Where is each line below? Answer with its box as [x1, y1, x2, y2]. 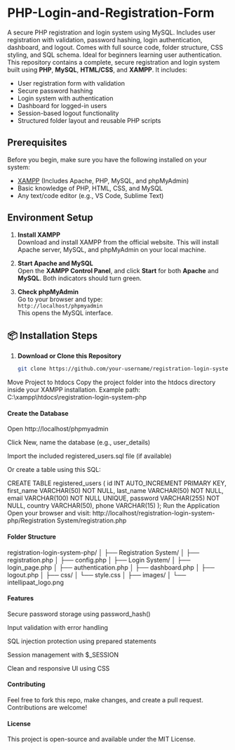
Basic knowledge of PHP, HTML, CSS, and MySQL [17, 184, 163, 192]
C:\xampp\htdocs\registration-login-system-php [7, 393, 147, 402]
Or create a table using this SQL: [7, 466, 102, 474]
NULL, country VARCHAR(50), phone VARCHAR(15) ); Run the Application [7, 501, 220, 510]
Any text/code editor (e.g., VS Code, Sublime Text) [17, 191, 164, 199]
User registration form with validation [17, 79, 125, 87]
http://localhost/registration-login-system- [92, 509, 215, 518]
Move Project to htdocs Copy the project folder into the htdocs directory [7, 378, 216, 387]
